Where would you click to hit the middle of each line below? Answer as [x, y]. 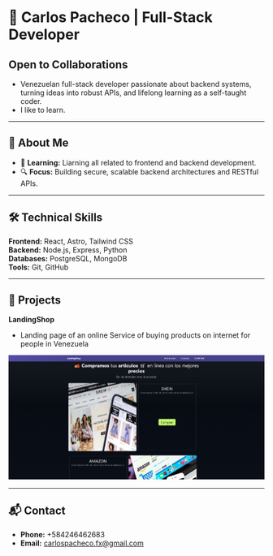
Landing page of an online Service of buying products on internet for [135, 335]
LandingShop [32, 320]
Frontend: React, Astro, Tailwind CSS [71, 241]
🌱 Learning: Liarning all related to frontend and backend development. [138, 162]
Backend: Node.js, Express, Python [68, 250]
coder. [31, 101]
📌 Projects [35, 300]
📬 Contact [37, 511]
